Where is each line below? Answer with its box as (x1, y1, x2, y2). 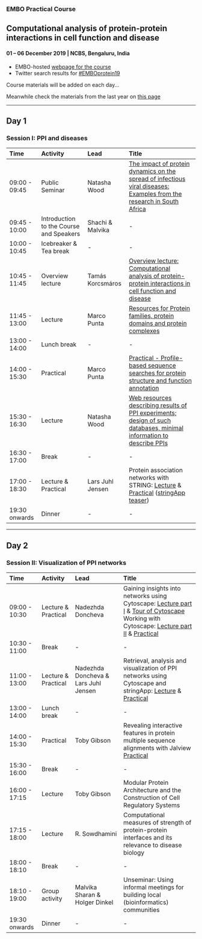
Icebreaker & (41, 240, 78, 248)
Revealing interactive (123, 721, 183, 729)
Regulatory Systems (123, 800, 180, 809)
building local (123, 890, 161, 899)
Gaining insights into (123, 584, 182, 592)
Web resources (129, 394, 172, 402)
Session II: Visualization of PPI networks (6, 558, 127, 567)
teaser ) (129, 496, 149, 505)
